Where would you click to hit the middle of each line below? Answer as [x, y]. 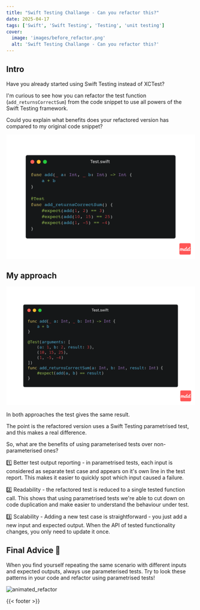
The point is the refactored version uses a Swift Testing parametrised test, [98, 426]
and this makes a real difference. [46, 432]
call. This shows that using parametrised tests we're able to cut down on [96, 498]
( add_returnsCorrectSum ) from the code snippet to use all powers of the [94, 101]
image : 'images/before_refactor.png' [59, 38]
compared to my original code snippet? [54, 126]
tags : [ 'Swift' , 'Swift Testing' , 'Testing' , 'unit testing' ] [85, 25]
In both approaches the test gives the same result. [68, 414]
